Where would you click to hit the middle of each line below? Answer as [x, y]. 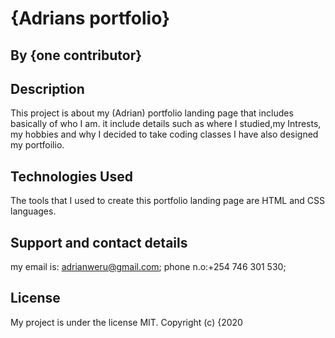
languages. [33, 211]
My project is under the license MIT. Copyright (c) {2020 [126, 322]
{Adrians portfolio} [90, 18]
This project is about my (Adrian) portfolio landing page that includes [152, 113]
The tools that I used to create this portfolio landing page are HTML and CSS [168, 201]
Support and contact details [99, 242]
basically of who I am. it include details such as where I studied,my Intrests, [166, 124]
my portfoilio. [37, 145]
